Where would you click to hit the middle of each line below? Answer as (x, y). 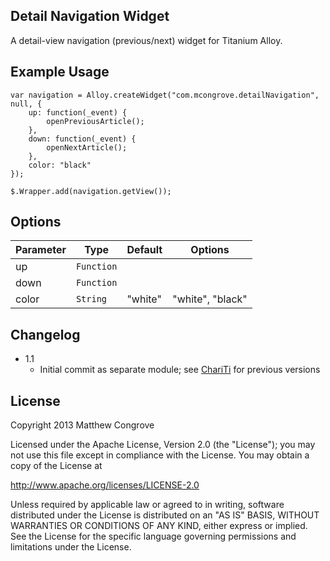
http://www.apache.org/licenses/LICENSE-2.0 (105, 485)
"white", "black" (210, 299)
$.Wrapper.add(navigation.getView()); (91, 191)
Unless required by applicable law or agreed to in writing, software (147, 505)
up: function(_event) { (78, 112)
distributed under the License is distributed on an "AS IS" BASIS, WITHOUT (165, 515)
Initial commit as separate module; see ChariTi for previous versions (180, 370)
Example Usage (60, 72)
